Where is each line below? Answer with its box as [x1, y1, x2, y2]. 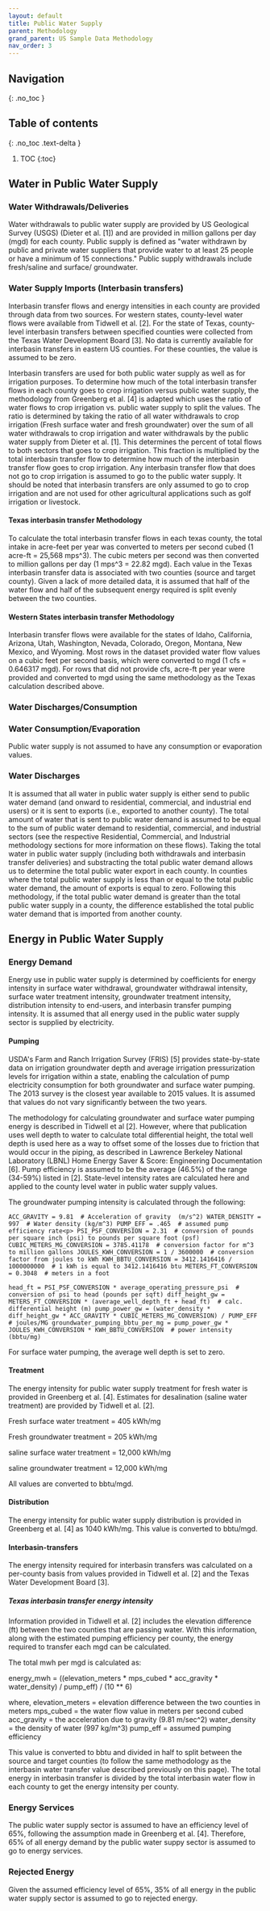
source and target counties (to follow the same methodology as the [8, 1756, 232, 1766]
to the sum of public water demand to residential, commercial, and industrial [8, 823, 261, 833]
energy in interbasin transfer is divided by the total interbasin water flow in [8, 1774, 255, 1783]
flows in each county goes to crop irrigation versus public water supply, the [8, 385, 260, 395]
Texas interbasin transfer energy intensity [8, 1596, 153, 1606]
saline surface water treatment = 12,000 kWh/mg [8, 1447, 172, 1457]
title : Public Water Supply [8, 19, 103, 27]
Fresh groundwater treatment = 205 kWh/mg [8, 1431, 157, 1442]
